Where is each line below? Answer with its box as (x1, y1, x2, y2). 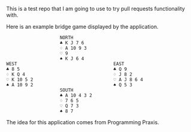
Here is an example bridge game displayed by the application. (6, 23, 159, 30)
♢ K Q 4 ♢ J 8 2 (6, 71, 133, 77)
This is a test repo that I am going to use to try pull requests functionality (6, 5, 186, 12)
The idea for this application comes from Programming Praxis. (6, 119, 160, 125)
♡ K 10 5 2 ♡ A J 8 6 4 (6, 77, 144, 83)
